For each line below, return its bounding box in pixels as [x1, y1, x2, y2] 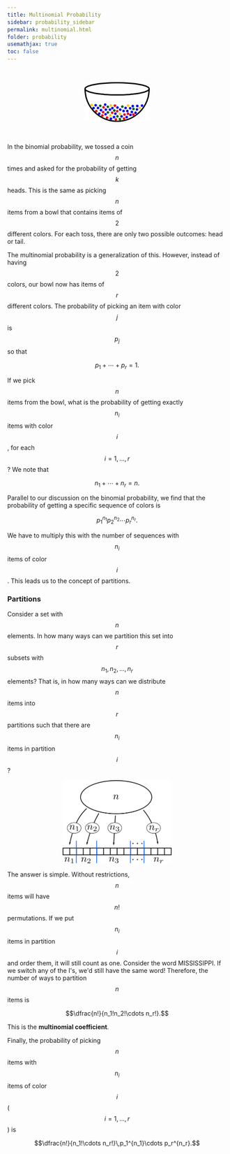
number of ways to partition [7, 974, 87, 982]
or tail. [7, 238, 26, 246]
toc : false [7, 48, 39, 55]
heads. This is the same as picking [7, 186, 107, 195]
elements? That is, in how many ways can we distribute [7, 677, 166, 685]
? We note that [7, 465, 49, 473]
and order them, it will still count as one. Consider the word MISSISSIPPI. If [7, 959, 222, 967]
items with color [7, 421, 54, 430]
